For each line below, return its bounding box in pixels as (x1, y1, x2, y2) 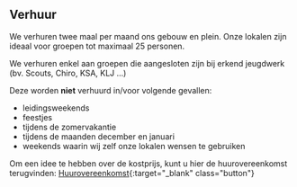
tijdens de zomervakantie (22, 121, 117, 132)
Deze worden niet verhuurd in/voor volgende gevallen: (9, 85, 212, 95)
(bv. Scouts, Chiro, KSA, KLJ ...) (9, 67, 127, 78)
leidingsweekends (22, 102, 90, 113)
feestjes (22, 111, 52, 122)
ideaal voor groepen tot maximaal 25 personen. (9, 40, 185, 51)
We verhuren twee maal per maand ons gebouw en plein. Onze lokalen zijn (9, 31, 287, 41)
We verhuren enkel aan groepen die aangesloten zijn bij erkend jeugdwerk (9, 58, 285, 68)
